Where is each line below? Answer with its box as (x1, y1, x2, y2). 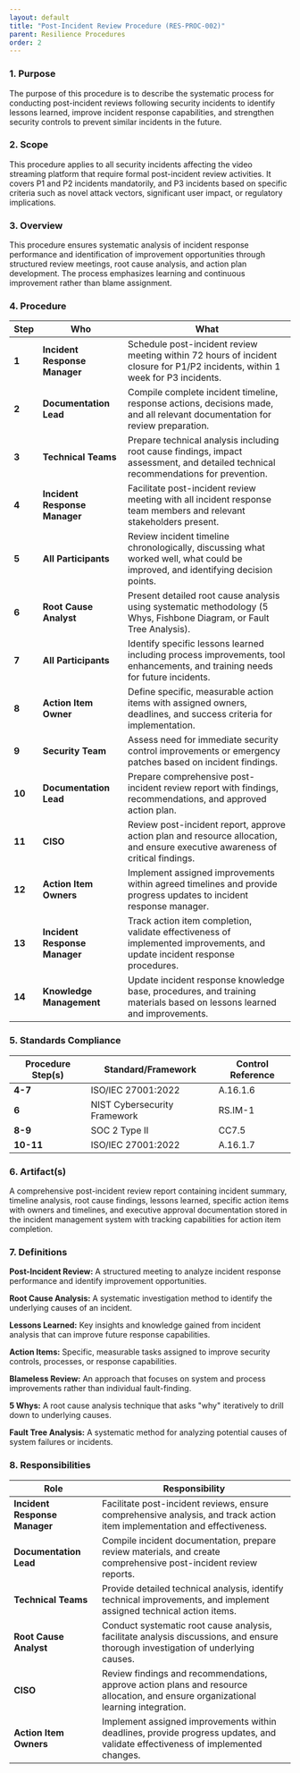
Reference (229, 1068, 275, 1081)
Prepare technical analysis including (128, 435, 279, 447)
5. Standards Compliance (9, 1034, 121, 1047)
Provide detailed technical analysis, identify (101, 1582, 284, 1594)
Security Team (42, 745, 107, 757)
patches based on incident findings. (128, 756, 279, 769)
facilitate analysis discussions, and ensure (101, 1630, 279, 1642)
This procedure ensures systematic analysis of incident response (9, 240, 249, 250)
